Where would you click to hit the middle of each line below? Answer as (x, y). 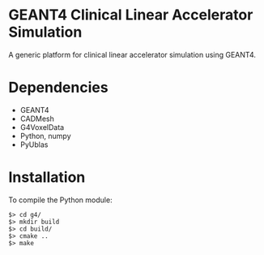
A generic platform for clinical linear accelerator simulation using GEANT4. (132, 54)
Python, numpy (45, 136)
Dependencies (58, 88)
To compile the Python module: (60, 200)
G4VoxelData (42, 127)
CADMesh (37, 119)
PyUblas (34, 145)
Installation (47, 177)
